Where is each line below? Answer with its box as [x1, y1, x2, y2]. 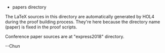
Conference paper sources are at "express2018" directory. [5, 34, 124, 39]
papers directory [12, 4, 47, 10]
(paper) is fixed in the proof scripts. [5, 24, 78, 30]
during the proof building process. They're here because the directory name [5, 19, 161, 25]
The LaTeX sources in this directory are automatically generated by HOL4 [5, 14, 155, 19]
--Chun [5, 43, 20, 49]
